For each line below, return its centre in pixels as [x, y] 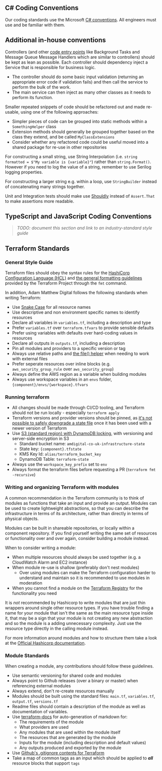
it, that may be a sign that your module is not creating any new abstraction [79, 618]
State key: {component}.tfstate [50, 449]
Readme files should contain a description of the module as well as [79, 706]
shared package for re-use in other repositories [59, 147]
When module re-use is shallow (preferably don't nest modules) [75, 567]
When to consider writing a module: [41, 548]
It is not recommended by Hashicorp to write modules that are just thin [75, 603]
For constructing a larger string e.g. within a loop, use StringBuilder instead [81, 181]
